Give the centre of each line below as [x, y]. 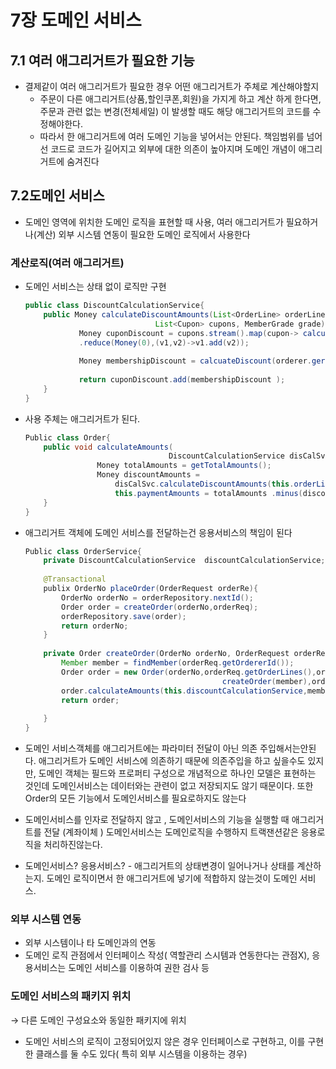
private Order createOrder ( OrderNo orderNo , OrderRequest [166, 654]
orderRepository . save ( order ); [124, 616]
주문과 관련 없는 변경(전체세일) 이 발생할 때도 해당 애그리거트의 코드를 [175, 111]
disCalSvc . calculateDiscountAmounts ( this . [204, 484]
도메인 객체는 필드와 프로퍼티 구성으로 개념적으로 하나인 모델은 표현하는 [177, 773]
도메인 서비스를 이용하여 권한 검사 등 [139, 968]
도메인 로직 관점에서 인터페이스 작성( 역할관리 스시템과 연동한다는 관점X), [167, 955]
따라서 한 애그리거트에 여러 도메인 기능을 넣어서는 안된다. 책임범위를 [172, 136]
